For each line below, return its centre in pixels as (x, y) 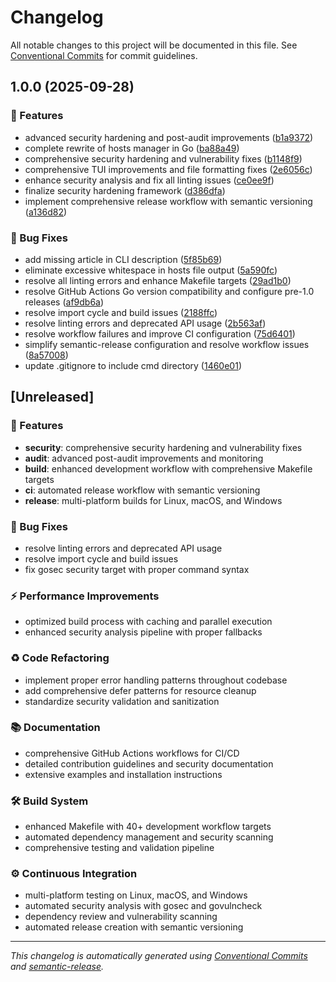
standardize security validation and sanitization (122, 701)
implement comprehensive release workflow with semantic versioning (168, 201)
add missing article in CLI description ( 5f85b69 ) (123, 259)
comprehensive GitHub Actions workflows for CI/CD (132, 753)
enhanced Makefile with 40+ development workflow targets (148, 827)
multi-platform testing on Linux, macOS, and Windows (136, 895)
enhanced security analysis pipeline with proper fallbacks (143, 632)
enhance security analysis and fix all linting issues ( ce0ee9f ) (149, 180)
